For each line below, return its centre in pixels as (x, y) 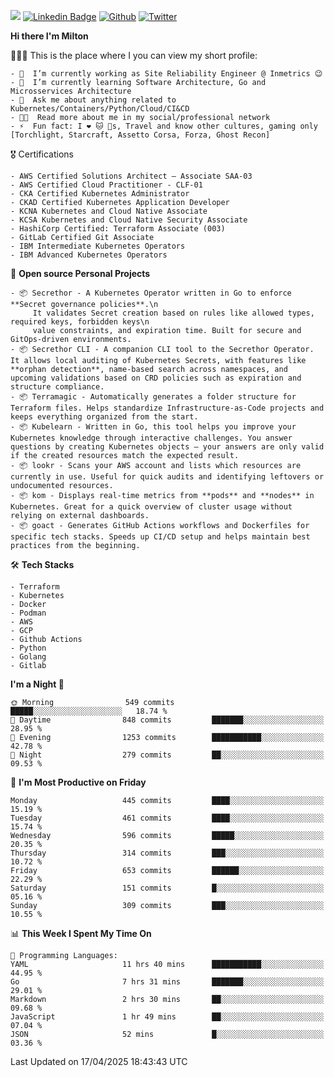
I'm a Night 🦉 (37, 684)
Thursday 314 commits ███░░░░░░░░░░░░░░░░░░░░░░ (167, 853)
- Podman (28, 613)
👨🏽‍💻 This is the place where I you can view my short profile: (134, 55)
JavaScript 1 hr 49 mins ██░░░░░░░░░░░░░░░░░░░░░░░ (167, 1017)
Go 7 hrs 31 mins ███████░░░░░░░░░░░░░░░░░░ (167, 982)
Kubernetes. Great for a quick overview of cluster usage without (151, 507)
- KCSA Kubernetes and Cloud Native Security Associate (129, 220)
